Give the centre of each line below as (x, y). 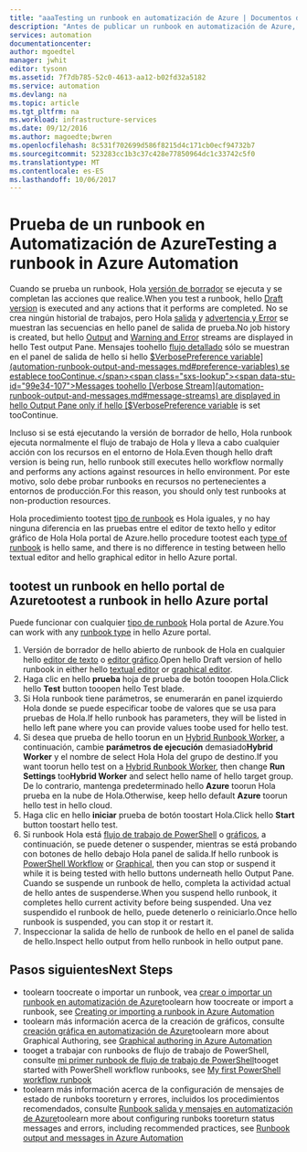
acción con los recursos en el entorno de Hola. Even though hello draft (141, 453)
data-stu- (278, 377)
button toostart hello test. (70, 825)
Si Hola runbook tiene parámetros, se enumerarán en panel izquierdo (153, 699)
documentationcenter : (51, 43)
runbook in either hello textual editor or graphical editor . (127, 669)
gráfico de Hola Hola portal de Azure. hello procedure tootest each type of (148, 538)
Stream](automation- (225, 386)
